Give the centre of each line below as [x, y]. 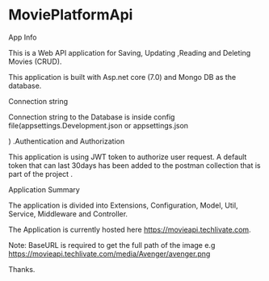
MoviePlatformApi [71, 15]
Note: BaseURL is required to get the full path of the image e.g [112, 245]
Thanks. [22, 269]
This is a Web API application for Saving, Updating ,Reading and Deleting [130, 52]
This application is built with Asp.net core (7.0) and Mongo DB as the [122, 77]
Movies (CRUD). [35, 61]
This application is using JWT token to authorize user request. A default [128, 157]
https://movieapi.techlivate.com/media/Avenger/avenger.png [109, 254]
